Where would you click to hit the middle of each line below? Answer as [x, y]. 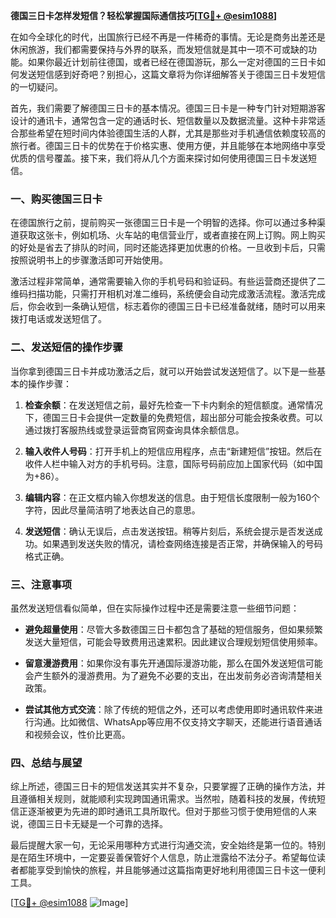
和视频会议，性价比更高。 [77, 734]
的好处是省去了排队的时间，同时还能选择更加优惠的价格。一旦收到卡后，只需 [168, 248]
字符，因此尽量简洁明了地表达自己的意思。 [112, 510]
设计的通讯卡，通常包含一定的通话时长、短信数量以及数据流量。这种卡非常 [163, 120]
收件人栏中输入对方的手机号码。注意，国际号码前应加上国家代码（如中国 [173, 463]
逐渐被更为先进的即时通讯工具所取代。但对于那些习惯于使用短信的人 [167, 811]
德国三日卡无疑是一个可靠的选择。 [97, 824]
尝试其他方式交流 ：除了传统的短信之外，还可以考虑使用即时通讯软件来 [169, 709]
